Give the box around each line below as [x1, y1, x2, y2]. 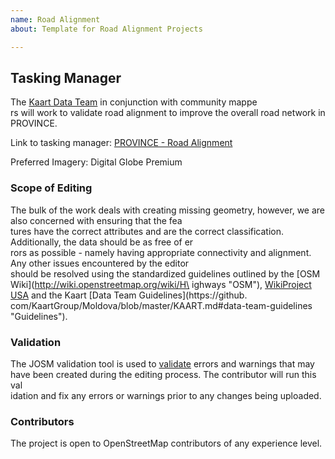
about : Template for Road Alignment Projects [10, 24, 203, 34]
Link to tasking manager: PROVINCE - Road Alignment [10, 137, 233, 149]
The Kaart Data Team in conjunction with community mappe [10, 96, 258, 108]
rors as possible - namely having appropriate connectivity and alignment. [10, 246, 312, 258]
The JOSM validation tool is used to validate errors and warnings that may [10, 357, 315, 370]
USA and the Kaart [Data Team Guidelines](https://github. [10, 289, 248, 301]
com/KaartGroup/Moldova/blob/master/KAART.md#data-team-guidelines [10, 299, 313, 311]
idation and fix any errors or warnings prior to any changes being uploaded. [10, 389, 322, 401]
